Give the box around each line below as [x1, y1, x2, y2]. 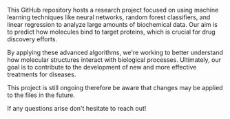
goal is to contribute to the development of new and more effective [7, 63, 197, 71]
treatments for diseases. [7, 70, 76, 78]
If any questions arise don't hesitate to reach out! [7, 105, 147, 112]
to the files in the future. [7, 91, 76, 99]
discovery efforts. [7, 35, 57, 43]
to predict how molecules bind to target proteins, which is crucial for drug [7, 28, 216, 36]
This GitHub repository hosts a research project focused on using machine [7, 6, 219, 14]
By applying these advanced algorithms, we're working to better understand [7, 48, 224, 56]
